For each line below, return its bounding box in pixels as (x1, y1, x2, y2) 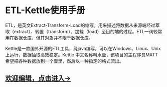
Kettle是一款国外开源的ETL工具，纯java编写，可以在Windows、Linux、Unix (5, 45, 161, 51)
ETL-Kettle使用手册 (5, 5, 86, 16)
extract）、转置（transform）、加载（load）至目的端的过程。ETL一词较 (14, 28, 158, 34)
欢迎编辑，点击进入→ (5, 74, 71, 83)
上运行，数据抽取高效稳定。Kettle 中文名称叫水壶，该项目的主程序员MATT (5, 51, 158, 58)
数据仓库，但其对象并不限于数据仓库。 (14, 35, 93, 41)
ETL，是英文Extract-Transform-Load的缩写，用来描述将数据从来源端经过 (5, 22, 155, 28)
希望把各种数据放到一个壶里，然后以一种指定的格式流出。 (5, 58, 124, 64)
